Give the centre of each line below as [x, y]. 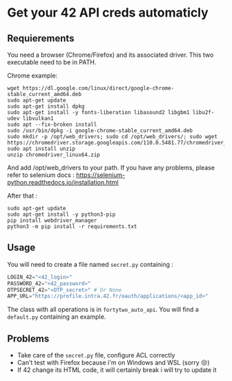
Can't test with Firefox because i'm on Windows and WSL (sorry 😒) [113, 363]
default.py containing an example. [57, 317]
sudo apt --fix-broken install [52, 124]
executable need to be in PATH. [52, 62]
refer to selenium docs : [41, 175]
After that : [22, 196]
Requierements [41, 38]
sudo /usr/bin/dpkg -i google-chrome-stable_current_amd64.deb [100, 131]
